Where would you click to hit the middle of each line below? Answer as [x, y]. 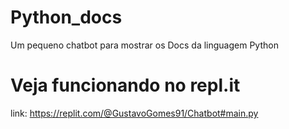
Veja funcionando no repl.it [125, 85]
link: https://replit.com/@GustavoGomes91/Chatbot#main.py [134, 113]
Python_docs [66, 17]
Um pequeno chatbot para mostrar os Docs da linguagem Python [144, 45]
